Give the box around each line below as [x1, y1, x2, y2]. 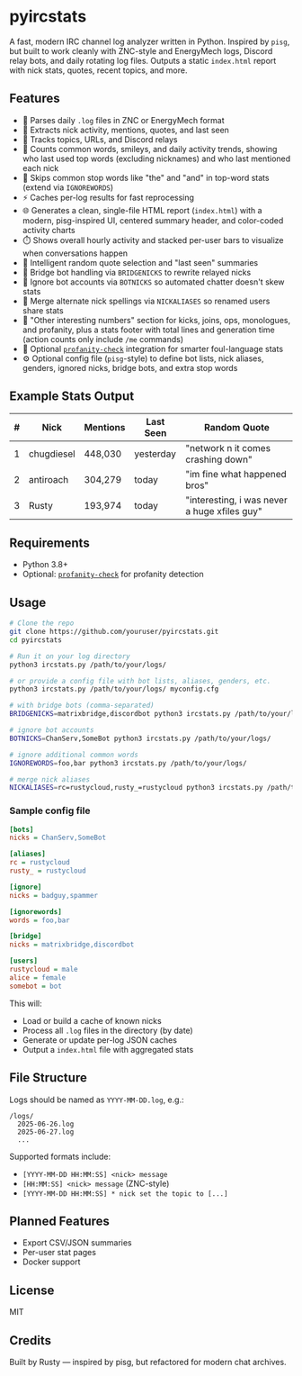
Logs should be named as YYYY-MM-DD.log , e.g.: [9, 1094, 184, 1105]
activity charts [22, 224, 76, 235]
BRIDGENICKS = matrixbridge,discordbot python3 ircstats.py [9, 710, 231, 719]
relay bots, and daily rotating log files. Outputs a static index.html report [9, 55, 277, 66]
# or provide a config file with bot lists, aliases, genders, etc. [9, 676, 271, 685]
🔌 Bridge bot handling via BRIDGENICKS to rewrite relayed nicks [22, 267, 252, 277]
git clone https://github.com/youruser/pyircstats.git [9, 628, 219, 637]
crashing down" [185, 453, 253, 466]
